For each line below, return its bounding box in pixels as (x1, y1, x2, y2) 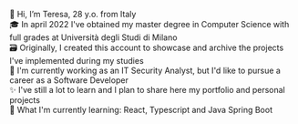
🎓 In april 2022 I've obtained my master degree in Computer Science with (9, 19, 290, 29)
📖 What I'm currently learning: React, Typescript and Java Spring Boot (9, 105, 273, 115)
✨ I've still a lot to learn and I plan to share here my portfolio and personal (9, 85, 285, 95)
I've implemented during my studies (9, 56, 144, 66)
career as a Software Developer (9, 75, 129, 86)
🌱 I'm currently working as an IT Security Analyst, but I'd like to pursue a (9, 65, 281, 76)
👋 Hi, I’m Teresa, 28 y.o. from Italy (9, 9, 137, 19)
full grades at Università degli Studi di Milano (9, 32, 178, 43)
